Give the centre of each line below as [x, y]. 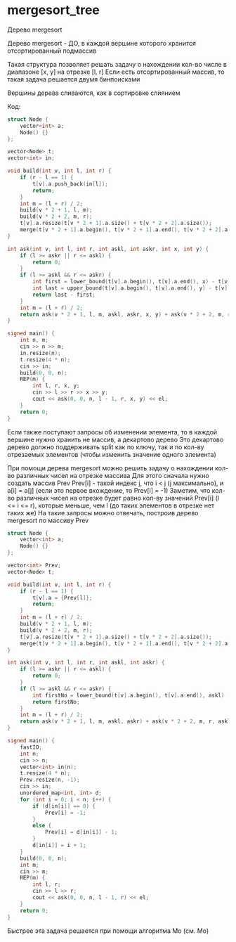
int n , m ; [34, 340]
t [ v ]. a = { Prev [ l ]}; [63, 598]
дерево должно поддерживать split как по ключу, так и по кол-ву [106, 447]
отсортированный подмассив [52, 51]
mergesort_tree [54, 10]
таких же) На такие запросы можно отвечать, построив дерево [103, 512]
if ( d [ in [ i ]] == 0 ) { [64, 806]
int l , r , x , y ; [56, 386]
